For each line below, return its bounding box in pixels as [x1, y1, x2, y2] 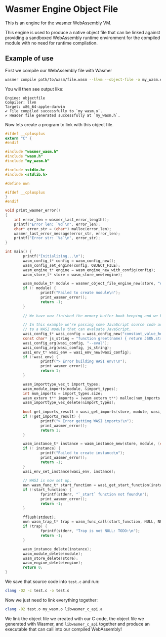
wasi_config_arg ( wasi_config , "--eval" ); [23, 341, 110, 345]
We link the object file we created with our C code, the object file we [5, 615, 144, 622]
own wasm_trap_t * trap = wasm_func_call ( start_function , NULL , [23, 519, 156, 524]
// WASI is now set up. [23, 478, 72, 483]
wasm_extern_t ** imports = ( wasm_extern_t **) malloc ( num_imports [23, 395, 161, 400]
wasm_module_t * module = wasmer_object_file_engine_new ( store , [23, 281, 156, 286]
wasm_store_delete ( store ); [23, 556, 79, 561]
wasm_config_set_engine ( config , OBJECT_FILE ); [23, 263, 121, 268]
